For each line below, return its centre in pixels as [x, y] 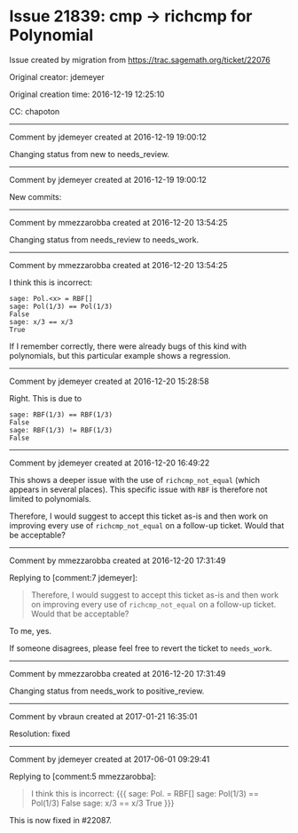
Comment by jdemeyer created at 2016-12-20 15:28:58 [110, 381]
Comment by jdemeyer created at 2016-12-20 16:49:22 [110, 463]
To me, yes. [30, 631]
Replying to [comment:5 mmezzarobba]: [83, 776]
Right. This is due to [46, 398]
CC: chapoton [35, 111]
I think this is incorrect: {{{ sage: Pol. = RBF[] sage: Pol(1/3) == [145, 793]
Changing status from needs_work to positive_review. [107, 691]
